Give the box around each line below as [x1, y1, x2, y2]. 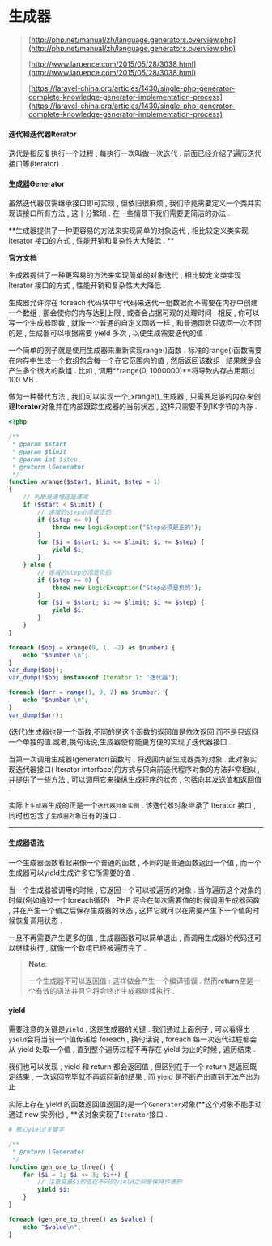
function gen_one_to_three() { [8, 1162, 114, 1171]
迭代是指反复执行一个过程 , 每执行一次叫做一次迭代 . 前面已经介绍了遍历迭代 [8, 149, 261, 158]
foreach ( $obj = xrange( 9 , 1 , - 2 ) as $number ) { [8, 643, 176, 652]
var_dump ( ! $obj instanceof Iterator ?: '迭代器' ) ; [8, 674, 180, 682]
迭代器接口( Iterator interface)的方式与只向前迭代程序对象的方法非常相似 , [15, 764, 261, 774]
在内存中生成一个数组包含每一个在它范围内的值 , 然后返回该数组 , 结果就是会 [8, 356, 261, 365]
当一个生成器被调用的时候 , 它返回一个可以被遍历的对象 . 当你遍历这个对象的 [8, 885, 261, 895]
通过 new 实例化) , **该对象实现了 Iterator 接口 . [8, 1110, 168, 1119]
